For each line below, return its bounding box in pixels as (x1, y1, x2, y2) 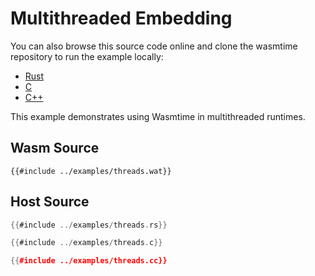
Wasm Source (10, 140, 100, 157)
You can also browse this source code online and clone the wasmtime (10, 40, 298, 52)
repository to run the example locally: (10, 50, 164, 62)
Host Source (10, 193, 90, 211)
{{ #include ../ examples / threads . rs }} (10, 220, 168, 230)
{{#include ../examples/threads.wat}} (10, 166, 172, 176)
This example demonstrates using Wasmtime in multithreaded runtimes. (10, 110, 306, 122)
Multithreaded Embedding (10, 7, 233, 30)
